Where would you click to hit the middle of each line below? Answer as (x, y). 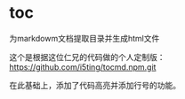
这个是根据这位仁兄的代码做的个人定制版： (87, 57)
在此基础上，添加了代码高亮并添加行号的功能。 (95, 85)
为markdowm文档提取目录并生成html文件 (84, 38)
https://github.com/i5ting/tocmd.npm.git (83, 67)
